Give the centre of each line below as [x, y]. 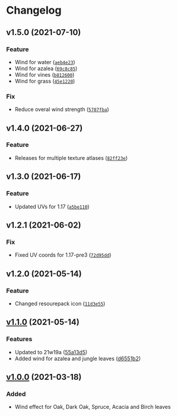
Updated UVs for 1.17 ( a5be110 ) [52, 206]
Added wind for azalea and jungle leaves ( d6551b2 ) [78, 358]
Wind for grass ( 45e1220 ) [45, 81]
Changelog [34, 10]
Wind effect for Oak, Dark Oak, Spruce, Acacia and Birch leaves [93, 407]
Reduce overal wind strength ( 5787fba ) [62, 109]
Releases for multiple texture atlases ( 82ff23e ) [71, 157]
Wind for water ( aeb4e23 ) [45, 62]
